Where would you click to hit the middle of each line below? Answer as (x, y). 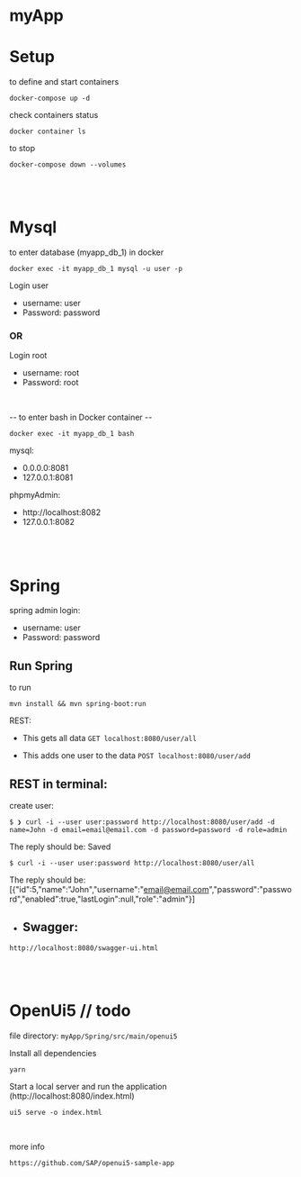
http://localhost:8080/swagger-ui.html (84, 948)
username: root (51, 373)
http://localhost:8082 (62, 512)
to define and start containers (64, 82)
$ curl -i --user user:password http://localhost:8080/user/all (132, 863)
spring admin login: (45, 611)
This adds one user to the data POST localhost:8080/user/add (137, 756)
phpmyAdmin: (35, 495)
